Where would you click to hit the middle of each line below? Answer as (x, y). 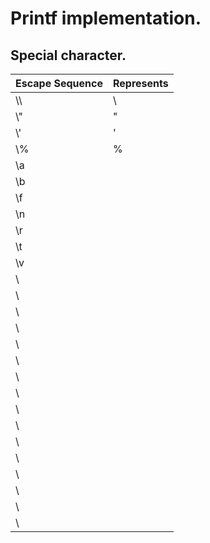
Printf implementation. (106, 18)
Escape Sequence (59, 83)
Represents (140, 83)
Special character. (68, 55)
